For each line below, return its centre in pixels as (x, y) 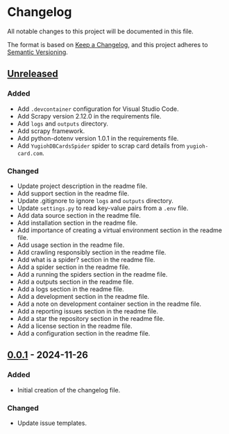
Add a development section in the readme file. (83, 296)
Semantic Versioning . (37, 52)
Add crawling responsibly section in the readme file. (92, 252)
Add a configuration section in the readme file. (84, 333)
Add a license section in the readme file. (75, 326)
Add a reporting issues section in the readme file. (87, 311)
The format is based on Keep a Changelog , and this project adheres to (108, 44)
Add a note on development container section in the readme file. (109, 304)
